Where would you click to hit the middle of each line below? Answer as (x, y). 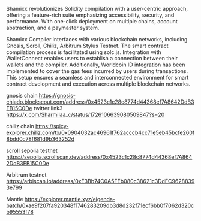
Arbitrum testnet (26, 175)
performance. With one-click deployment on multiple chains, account (92, 21)
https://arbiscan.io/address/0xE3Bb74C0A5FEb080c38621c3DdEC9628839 (100, 181)
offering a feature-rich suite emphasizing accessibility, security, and (90, 15)
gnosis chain (22, 96)
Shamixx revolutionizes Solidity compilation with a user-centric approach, (97, 9)
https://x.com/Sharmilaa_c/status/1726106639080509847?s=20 (85, 114)
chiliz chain (20, 126)
